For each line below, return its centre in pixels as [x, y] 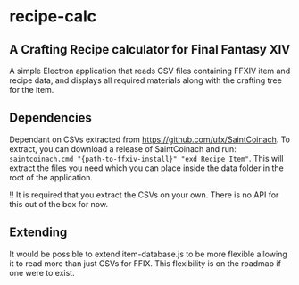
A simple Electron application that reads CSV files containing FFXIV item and [150, 71]
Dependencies [50, 118]
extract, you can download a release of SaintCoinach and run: [123, 148]
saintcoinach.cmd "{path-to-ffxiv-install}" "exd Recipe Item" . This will [146, 158]
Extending [38, 233]
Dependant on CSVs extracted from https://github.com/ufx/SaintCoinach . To [149, 139]
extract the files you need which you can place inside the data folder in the [146, 168]
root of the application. [51, 177]
